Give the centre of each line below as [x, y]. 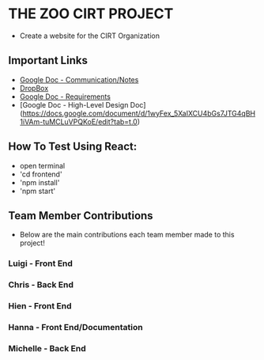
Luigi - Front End [41, 263]
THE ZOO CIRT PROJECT [91, 14]
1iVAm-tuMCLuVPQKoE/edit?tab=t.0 [79, 121]
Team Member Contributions [81, 216]
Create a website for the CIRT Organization [90, 36]
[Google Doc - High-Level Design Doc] [83, 104]
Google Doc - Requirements [65, 97]
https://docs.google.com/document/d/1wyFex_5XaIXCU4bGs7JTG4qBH [139, 113]
